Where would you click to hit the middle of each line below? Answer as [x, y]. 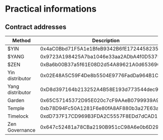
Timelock [18, 116]
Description [106, 41]
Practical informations [51, 9]
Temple [16, 108]
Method [21, 41]
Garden [16, 100]
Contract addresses [36, 27]
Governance [21, 130]
